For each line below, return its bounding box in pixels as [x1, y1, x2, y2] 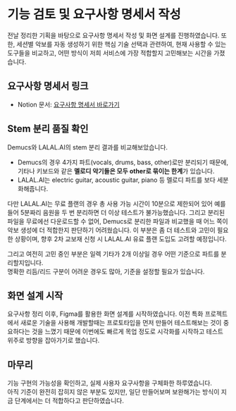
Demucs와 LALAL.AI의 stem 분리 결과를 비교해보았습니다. [7, 142, 168, 152]
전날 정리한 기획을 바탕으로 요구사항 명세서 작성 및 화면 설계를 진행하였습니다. [7, 31, 220, 39]
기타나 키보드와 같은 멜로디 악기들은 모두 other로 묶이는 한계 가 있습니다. [17, 166, 215, 175]
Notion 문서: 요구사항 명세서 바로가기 [17, 100, 120, 109]
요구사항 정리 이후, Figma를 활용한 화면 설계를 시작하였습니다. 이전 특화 [7, 309, 204, 318]
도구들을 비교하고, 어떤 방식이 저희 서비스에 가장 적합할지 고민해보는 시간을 [7, 49, 213, 57]
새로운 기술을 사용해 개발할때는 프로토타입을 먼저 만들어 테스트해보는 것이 [20, 319, 222, 327]
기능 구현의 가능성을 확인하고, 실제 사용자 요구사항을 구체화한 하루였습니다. [7, 379, 213, 388]
